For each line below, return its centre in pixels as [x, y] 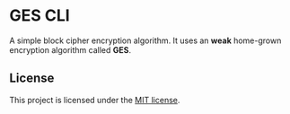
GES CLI [40, 16]
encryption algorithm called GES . [70, 49]
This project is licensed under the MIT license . [95, 100]
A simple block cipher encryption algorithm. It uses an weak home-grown [145, 40]
